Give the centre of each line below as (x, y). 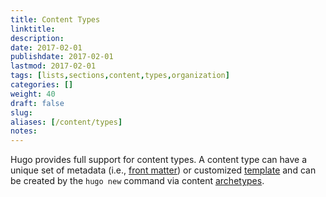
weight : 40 (33, 94)
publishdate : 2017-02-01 (62, 57)
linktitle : (33, 29)
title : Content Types (55, 19)
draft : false (37, 103)
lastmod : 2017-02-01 (53, 66)
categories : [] (42, 85)
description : (37, 38)
